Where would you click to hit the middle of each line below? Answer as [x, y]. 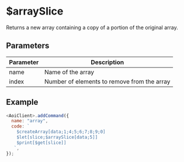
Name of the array [69, 72]
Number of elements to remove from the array [107, 82]
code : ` [21, 126]
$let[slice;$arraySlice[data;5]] [57, 138]
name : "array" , [30, 121]
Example [22, 102]
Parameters [28, 46]
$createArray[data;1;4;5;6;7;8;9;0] [61, 132]
